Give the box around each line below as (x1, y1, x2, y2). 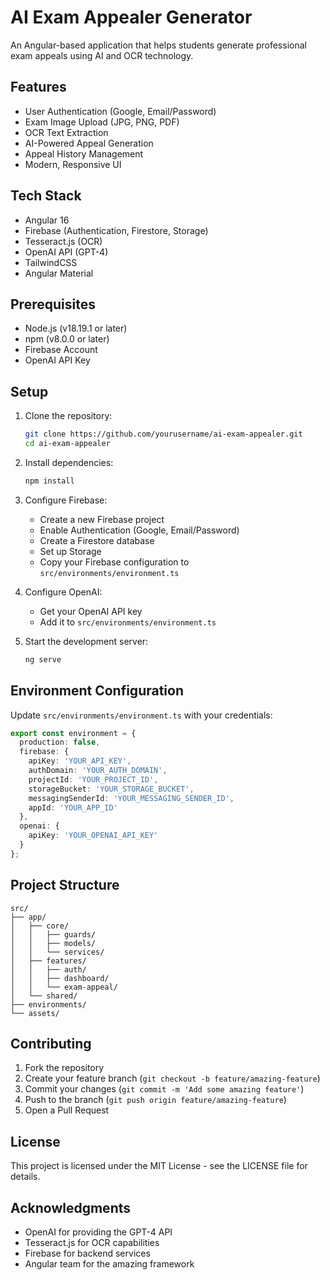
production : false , (19, 737, 101, 748)
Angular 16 (24, 214, 70, 226)
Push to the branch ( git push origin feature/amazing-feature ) (24, 1094, 287, 1106)
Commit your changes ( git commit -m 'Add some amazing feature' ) (24, 1083, 305, 1095)
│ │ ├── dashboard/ (10, 973, 110, 983)
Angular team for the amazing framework (24, 1258, 195, 1270)
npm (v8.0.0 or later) (24, 333, 110, 345)
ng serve (24, 654, 62, 665)
